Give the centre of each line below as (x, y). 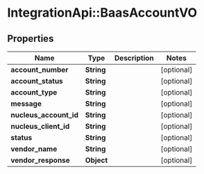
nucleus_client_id (40, 126)
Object (96, 160)
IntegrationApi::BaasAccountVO (102, 13)
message (26, 104)
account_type (34, 92)
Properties (31, 39)
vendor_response (41, 160)
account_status (37, 81)
